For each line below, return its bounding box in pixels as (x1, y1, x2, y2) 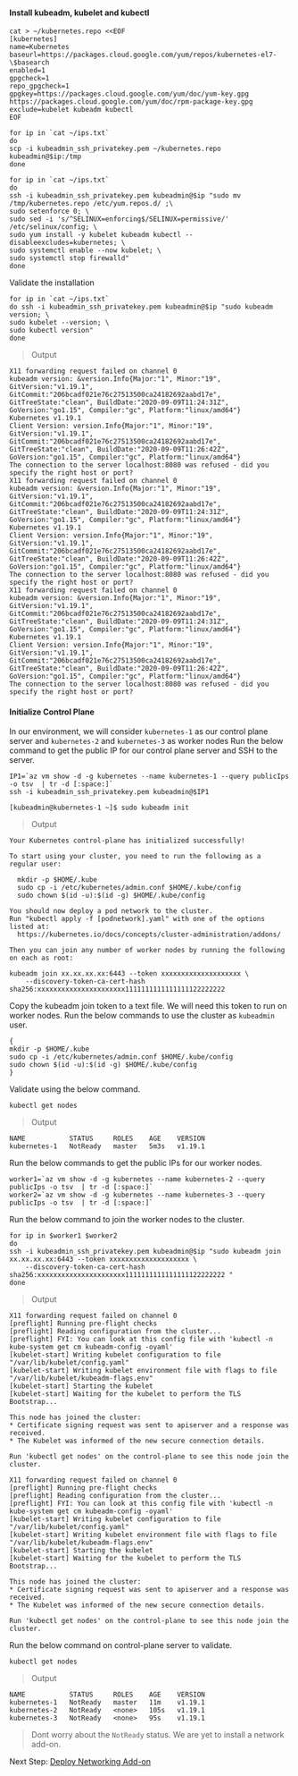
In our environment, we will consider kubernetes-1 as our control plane (9, 726, 269, 737)
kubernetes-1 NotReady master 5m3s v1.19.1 (9, 1142, 205, 1151)
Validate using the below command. (9, 1084, 141, 1095)
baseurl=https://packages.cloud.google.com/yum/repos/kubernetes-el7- (9, 50, 277, 60)
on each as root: (9, 953, 74, 963)
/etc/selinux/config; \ (9, 223, 98, 232)
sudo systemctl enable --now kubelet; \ (9, 246, 162, 255)
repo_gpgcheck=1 (9, 81, 70, 91)
